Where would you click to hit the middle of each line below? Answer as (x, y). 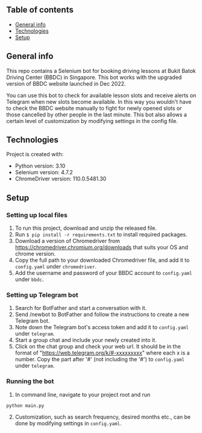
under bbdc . (29, 279)
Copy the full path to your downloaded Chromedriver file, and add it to (102, 260)
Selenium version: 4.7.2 (44, 172)
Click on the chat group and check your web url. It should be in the (98, 347)
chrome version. (35, 254)
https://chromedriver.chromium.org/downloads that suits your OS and (102, 247)
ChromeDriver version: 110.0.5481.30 (61, 179)
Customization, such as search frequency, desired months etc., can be (103, 417)
